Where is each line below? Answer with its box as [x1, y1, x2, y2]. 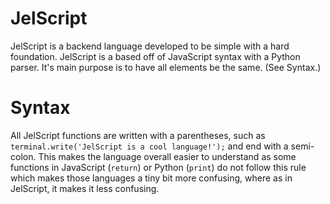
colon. [10, 150, 37, 162]
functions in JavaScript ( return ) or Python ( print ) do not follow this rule [10, 161, 307, 173]
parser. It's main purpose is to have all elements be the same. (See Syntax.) [10, 61, 322, 73]
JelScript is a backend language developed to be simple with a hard [10, 40, 290, 52]
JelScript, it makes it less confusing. [10, 182, 160, 194]
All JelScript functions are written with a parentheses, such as [10, 129, 266, 141]
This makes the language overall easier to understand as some [38, 150, 297, 162]
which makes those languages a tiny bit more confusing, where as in [10, 172, 293, 184]
